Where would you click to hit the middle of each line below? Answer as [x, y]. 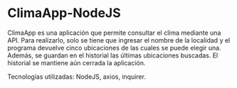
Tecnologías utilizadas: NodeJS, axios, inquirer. [77, 77]
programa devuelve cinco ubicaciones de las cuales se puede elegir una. [115, 48]
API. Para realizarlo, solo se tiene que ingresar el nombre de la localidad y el [119, 40]
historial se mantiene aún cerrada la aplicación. [77, 62]
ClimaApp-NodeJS [64, 13]
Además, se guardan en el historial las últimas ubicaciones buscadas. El [113, 55]
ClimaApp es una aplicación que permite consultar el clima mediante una [114, 33]
